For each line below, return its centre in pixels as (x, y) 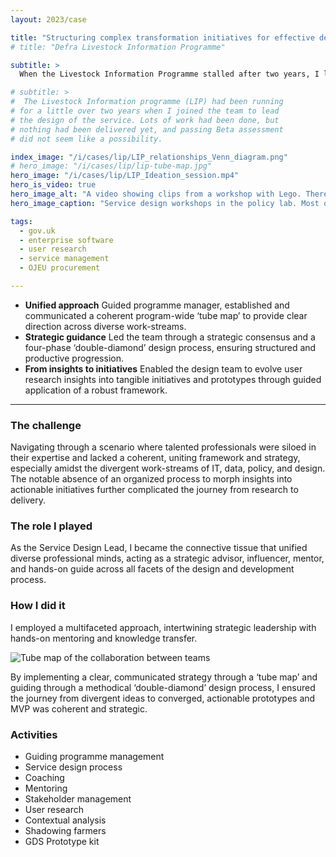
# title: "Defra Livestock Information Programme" (118, 47)
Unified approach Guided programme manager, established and (157, 305)
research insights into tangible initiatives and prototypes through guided (173, 379)
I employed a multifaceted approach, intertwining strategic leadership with (163, 627)
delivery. (28, 500)
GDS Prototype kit (62, 842)
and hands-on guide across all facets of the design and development (152, 569)
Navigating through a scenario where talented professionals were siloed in (163, 447)
